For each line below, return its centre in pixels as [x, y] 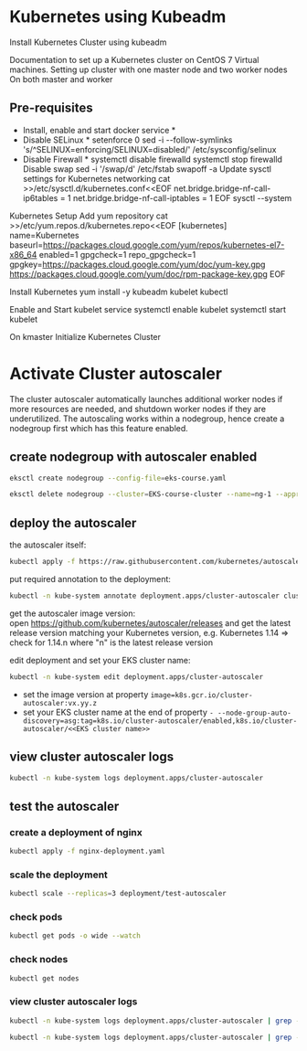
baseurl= [26, 245]
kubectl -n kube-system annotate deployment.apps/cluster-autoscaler [145, 596]
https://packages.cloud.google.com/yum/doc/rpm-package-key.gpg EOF [148, 274]
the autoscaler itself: [48, 545]
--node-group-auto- [255, 713]
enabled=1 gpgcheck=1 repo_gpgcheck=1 [117, 254]
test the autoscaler [64, 806]
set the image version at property [85, 694]
